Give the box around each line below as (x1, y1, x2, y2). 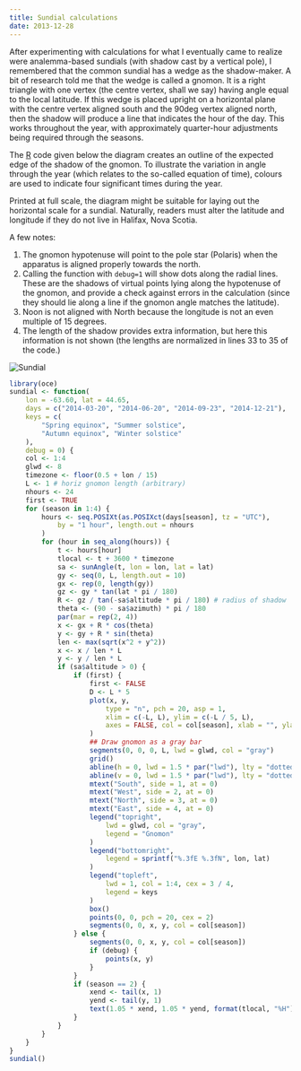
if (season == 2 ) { (73, 980, 146, 988)
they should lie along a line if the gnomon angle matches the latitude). (21, 297, 279, 308)
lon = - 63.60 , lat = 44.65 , (25, 396, 130, 405)
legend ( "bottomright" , (89, 846, 175, 855)
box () (89, 904, 110, 913)
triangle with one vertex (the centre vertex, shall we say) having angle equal (9, 84, 289, 95)
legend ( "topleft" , (89, 871, 159, 880)
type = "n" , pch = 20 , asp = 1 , (105, 704, 227, 713)
